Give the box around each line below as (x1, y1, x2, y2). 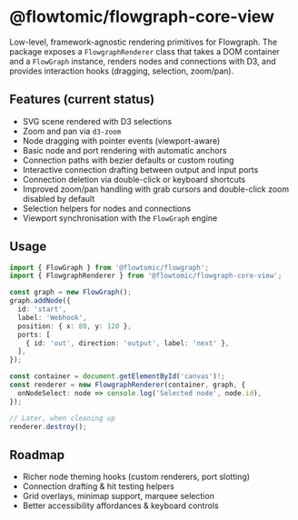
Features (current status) (9, 92, 155, 107)
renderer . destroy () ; (9, 422, 88, 431)
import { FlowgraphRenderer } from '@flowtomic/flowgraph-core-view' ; (9, 271, 283, 281)
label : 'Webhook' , (17, 313, 88, 322)
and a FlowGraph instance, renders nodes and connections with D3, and (9, 55, 276, 66)
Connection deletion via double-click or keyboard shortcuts (22, 174, 246, 185)
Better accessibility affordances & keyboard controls (22, 500, 220, 511)
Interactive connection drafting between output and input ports (22, 164, 259, 175)
